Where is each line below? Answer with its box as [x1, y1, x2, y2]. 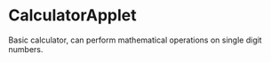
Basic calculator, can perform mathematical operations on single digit [8, 35, 263, 45]
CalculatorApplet [8, 5, 137, 26]
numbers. [8, 43, 44, 54]
